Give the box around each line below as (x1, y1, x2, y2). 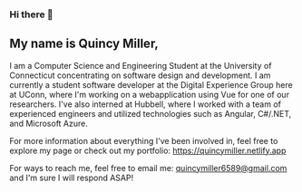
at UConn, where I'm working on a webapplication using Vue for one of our (9, 89, 290, 100)
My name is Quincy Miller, (9, 36, 159, 52)
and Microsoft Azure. (9, 118, 89, 129)
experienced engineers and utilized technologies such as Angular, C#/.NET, (9, 108, 292, 119)
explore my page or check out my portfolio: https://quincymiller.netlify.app (9, 145, 287, 156)
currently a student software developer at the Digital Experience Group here (9, 79, 293, 90)
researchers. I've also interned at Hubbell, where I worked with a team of (9, 99, 281, 110)
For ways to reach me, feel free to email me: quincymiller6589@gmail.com (9, 162, 287, 173)
